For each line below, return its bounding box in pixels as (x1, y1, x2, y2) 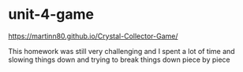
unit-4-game (8, 5, 95, 23)
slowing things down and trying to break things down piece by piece (8, 55, 230, 64)
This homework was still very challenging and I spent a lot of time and (8, 46, 235, 56)
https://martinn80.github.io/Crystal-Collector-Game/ (8, 31, 179, 41)
